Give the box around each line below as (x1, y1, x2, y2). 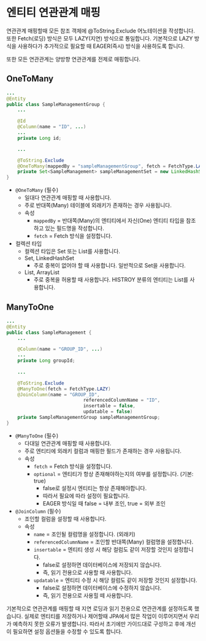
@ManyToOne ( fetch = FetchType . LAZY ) (17, 386, 112, 392)
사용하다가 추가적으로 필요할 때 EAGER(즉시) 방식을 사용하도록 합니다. (17, 42, 185, 50)
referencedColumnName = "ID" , (83, 397, 161, 404)
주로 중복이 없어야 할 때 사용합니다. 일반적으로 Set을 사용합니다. (33, 262, 186, 269)
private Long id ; (17, 135, 62, 141)
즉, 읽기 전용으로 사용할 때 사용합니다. (42, 569, 133, 576)
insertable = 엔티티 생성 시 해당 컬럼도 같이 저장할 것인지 (33, 545, 173, 553)
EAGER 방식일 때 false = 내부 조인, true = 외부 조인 (42, 499, 166, 507)
